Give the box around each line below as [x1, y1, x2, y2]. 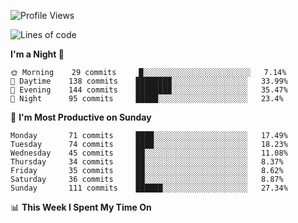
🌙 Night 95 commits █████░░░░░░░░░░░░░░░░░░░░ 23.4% [10, 94, 284, 104]
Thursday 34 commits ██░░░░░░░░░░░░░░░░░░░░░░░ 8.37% [10, 157, 284, 167]
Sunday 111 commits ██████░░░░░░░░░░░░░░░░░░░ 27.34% [10, 183, 288, 193]
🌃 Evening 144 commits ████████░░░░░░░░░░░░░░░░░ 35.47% [10, 85, 288, 95]
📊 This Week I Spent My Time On [10, 201, 152, 213]
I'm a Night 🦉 [10, 48, 65, 60]
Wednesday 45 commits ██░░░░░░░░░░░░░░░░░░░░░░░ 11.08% [10, 148, 288, 158]
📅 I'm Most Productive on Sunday [10, 111, 152, 123]
